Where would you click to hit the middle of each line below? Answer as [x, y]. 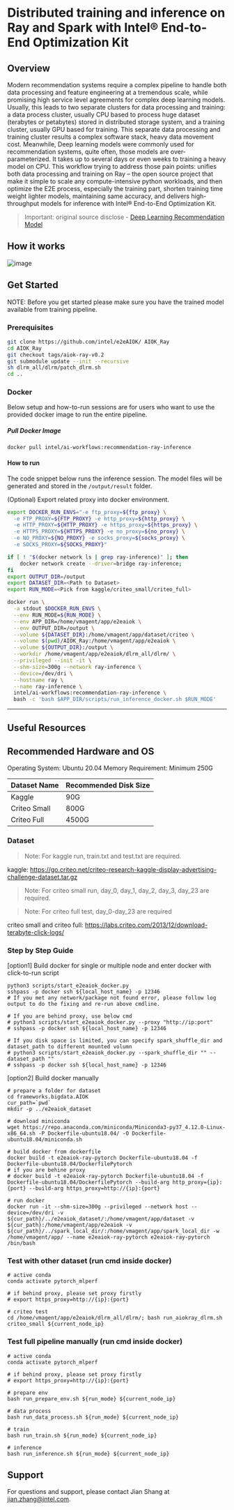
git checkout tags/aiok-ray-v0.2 [56, 355]
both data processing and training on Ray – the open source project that [110, 174]
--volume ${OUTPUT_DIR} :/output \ [63, 648]
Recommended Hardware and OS [81, 751]
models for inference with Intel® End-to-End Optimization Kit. [128, 203]
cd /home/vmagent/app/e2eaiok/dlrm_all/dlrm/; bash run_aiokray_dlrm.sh [115, 1318]
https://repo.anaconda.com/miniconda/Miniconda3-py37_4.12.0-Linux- [124, 1127]
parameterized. [29, 159]
